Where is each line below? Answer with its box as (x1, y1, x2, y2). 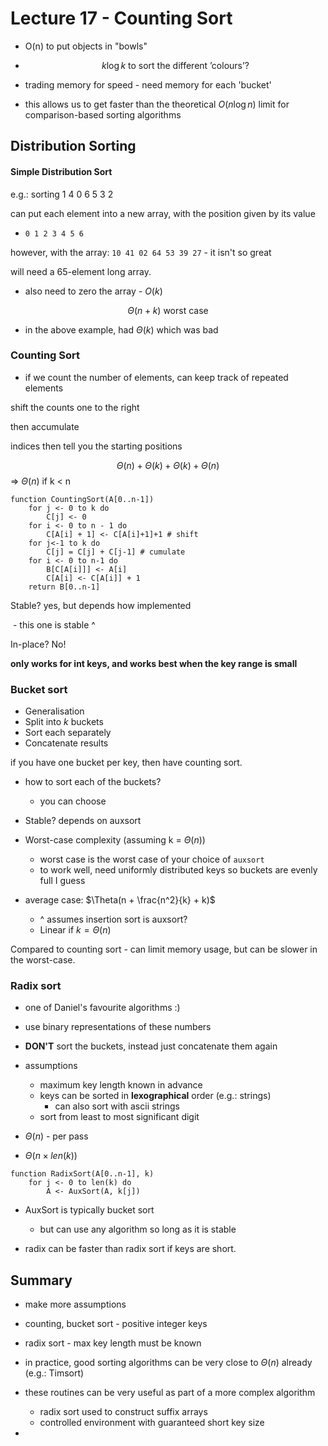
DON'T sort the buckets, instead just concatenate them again (24, 1040, 278, 1052)
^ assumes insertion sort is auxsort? (39, 913, 188, 926)
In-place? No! (10, 638, 67, 650)
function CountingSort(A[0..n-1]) (10, 494, 155, 504)
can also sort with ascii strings (54, 1100, 180, 1112)
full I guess (39, 875, 86, 887)
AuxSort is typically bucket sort (24, 1204, 155, 1216)
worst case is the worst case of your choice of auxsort (39, 853, 265, 866)
